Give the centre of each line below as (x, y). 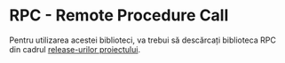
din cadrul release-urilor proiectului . (75, 49)
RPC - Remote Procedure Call (119, 16)
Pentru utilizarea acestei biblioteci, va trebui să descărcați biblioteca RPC (143, 40)
